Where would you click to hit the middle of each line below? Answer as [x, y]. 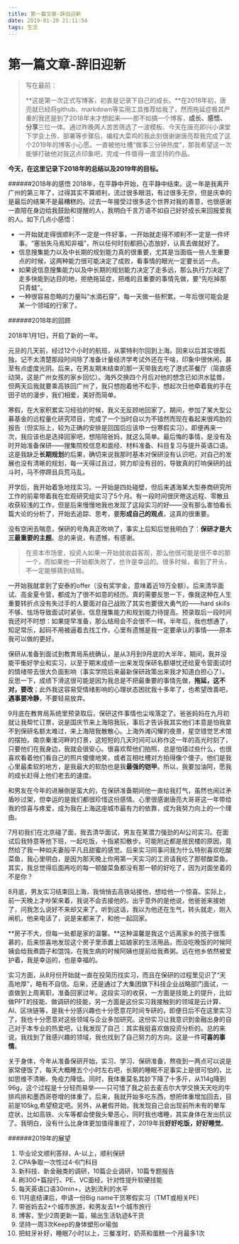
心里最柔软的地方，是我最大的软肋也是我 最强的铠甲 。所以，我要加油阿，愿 [117, 766]
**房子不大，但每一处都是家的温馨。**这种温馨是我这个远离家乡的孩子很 [114, 933]
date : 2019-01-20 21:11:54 [48, 21]
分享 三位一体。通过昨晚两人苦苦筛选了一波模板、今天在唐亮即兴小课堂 [128, 127]
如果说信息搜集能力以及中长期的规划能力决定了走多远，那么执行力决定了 [124, 270]
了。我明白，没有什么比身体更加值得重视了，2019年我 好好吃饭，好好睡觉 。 [118, 1123]
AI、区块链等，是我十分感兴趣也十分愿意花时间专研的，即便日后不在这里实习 [120, 1011]
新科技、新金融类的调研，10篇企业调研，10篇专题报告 [96, 1171]
